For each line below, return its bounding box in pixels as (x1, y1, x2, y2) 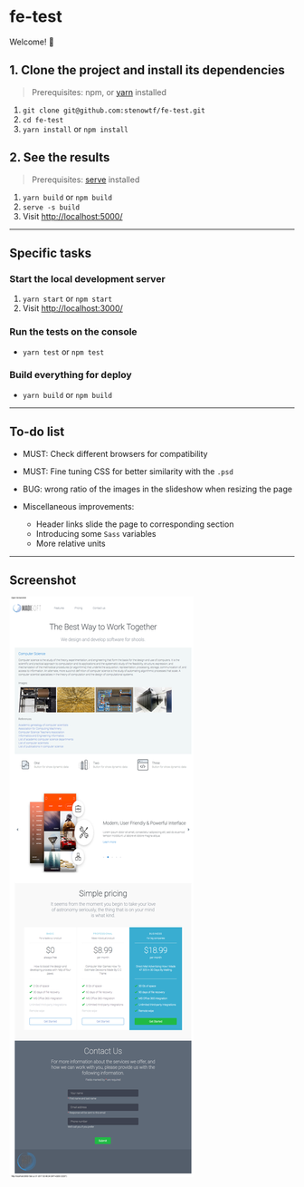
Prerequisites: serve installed (31, 174, 140, 185)
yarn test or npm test (22, 346, 105, 357)
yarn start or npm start (22, 293, 113, 305)
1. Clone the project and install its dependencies (9, 63, 285, 78)
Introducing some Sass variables (35, 528, 157, 539)
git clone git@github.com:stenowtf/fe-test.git (22, 106, 205, 115)
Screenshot (9, 573, 77, 589)
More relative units (35, 538, 106, 549)
